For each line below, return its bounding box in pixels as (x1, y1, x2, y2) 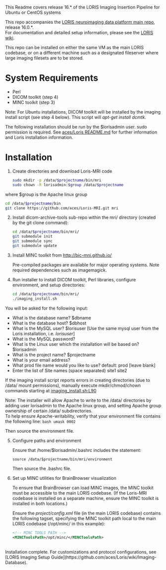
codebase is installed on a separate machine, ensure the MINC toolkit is (12, 495, 159, 501)
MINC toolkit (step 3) (12, 99, 55, 105)
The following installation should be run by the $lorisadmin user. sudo (5, 124, 147, 129)
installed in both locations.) (12, 501, 68, 507)
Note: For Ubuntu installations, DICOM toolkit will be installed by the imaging (5, 109, 161, 115)
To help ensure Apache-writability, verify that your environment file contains (5, 413, 161, 419)
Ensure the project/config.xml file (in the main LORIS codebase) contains (12, 510, 161, 516)
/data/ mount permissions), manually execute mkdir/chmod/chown (5, 382, 141, 388)
